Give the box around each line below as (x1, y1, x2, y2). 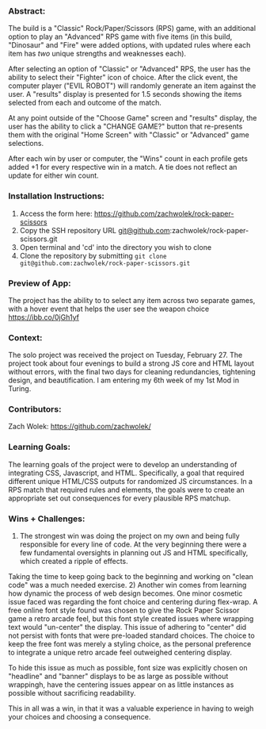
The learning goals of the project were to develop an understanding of (8, 459, 237, 469)
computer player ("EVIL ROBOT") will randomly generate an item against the (8, 81, 256, 90)
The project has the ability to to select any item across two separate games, (8, 295, 256, 305)
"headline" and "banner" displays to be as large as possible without (8, 672, 229, 681)
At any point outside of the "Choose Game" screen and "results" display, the (8, 113, 257, 123)
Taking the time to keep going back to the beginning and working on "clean (8, 572, 253, 581)
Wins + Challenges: (8, 513, 85, 524)
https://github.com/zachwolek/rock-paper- (93, 209, 234, 218)
